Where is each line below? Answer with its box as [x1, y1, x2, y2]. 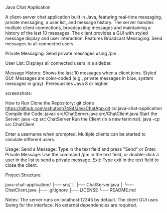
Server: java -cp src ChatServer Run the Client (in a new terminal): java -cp [5, 116, 160, 122]
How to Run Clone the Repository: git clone [5, 100, 94, 106]
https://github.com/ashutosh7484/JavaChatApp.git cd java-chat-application [5, 105, 162, 111]
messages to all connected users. [5, 41, 75, 47]
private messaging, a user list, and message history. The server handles [5, 20, 154, 25]
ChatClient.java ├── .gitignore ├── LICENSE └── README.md [5, 187, 136, 193]
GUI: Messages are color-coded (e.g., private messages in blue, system [5, 75, 154, 81]
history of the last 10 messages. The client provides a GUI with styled [5, 30, 148, 36]
